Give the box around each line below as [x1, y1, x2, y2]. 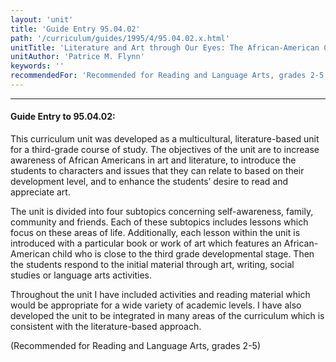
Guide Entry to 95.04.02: [10, 111, 116, 123]
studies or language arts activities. [10, 269, 153, 281]
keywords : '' [10, 61, 65, 71]
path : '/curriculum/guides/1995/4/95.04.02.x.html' [10, 33, 230, 43]
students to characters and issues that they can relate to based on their [10, 165, 305, 177]
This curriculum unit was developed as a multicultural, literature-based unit [10, 133, 320, 145]
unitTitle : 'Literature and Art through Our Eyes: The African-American [10, 42, 320, 53]
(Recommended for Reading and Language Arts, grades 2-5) [10, 340, 261, 352]
